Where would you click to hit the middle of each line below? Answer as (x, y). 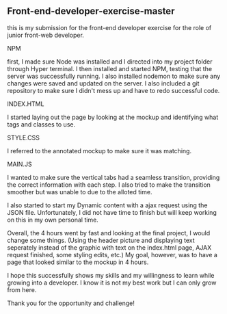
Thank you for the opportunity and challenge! (71, 303)
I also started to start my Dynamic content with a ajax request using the (107, 205)
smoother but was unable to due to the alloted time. (80, 192)
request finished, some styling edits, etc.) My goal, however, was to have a (112, 254)
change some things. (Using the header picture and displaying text (101, 240)
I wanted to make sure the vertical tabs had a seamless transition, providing (113, 177)
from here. (22, 289)
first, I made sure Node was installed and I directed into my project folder (110, 62)
